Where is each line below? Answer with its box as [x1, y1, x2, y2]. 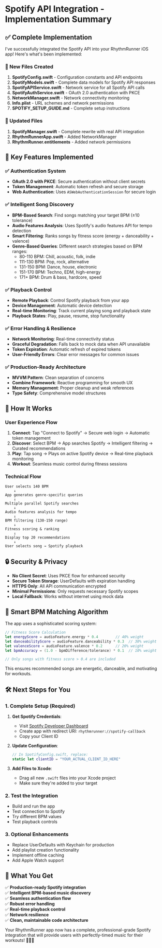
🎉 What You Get [5, 872, 53, 880]
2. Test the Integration [5, 792, 58, 799]
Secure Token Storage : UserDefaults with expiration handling [12, 578, 135, 584]
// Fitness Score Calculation [5, 630, 66, 635]
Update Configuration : [12, 743, 59, 749]
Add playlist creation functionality [12, 847, 79, 853]
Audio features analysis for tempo [5, 510, 77, 515]
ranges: [12, 248, 28, 254]
